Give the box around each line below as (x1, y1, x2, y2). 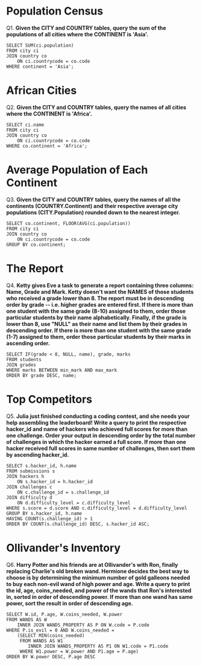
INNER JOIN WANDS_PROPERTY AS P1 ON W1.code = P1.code (28, 643, 169, 649)
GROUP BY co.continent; (6, 241, 66, 247)
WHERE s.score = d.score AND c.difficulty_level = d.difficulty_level (6, 505, 188, 511)
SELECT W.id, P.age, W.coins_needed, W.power (6, 611, 122, 618)
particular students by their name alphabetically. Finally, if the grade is (6, 313, 187, 321)
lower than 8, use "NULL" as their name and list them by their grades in (6, 320, 188, 327)
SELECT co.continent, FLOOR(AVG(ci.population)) (6, 220, 131, 226)
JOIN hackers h (6, 473, 45, 479)
